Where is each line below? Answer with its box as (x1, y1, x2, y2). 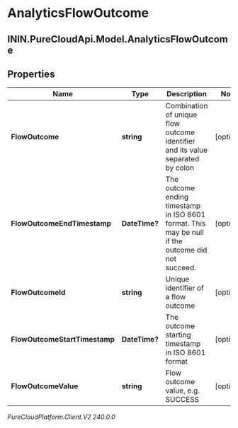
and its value (165, 145, 208, 155)
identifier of (165, 283, 204, 293)
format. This (165, 219, 206, 229)
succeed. (165, 263, 197, 273)
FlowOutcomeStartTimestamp (11, 335, 115, 345)
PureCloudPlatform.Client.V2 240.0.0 (7, 412, 115, 422)
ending (165, 192, 189, 202)
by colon (165, 163, 195, 173)
